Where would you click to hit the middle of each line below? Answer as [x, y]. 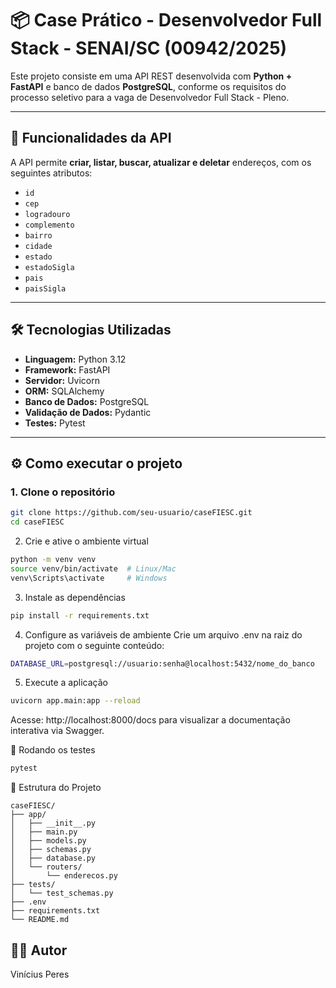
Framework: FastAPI [67, 369]
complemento [49, 225]
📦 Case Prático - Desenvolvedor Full [166, 20]
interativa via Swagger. [57, 731]
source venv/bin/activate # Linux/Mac [93, 568]
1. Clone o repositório [63, 492]
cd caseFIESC [37, 522]
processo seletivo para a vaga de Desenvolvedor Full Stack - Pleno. [150, 97]
